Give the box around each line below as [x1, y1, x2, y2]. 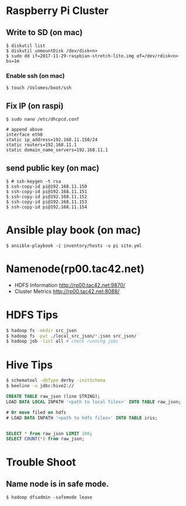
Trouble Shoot [6, 456, 76, 469]
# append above [6, 127, 43, 133]
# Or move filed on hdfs [6, 409, 66, 415]
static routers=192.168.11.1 [6, 142, 77, 148]
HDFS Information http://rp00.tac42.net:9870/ [14, 281, 125, 288]
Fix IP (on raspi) [6, 101, 64, 111]
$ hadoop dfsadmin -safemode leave [6, 494, 93, 501]
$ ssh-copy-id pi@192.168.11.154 [6, 204, 87, 210]
